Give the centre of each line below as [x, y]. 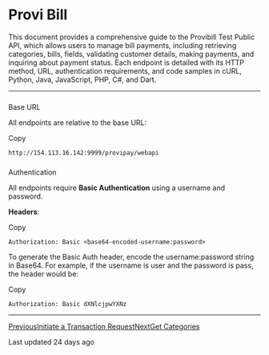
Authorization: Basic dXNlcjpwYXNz [68, 304]
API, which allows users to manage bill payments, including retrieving [122, 45]
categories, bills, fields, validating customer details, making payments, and [131, 54]
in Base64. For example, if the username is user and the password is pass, [131, 265]
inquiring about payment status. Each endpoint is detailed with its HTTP [126, 63]
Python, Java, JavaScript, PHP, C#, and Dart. [82, 79]
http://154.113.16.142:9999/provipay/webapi [84, 153]
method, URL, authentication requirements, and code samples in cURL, [125, 71]
